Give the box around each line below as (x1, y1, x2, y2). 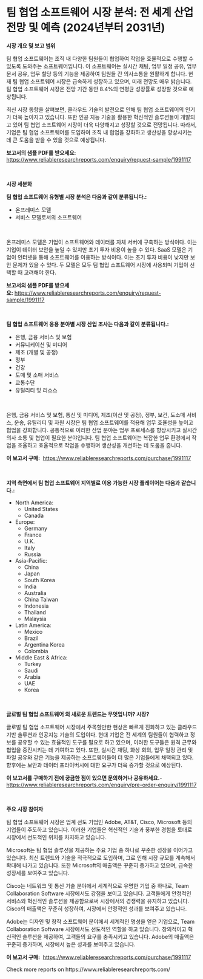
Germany (24, 524, 47, 532)
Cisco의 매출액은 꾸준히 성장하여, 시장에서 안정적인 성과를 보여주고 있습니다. (6, 905, 187, 912)
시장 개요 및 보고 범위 (6, 42, 56, 49)
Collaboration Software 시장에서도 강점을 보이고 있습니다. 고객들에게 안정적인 (6, 890, 192, 897)
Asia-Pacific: (15, 557, 47, 564)
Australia (24, 589, 47, 596)
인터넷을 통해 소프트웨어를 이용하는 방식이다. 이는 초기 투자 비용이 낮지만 (17, 253, 189, 261)
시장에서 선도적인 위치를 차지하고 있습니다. (6, 833, 107, 840)
